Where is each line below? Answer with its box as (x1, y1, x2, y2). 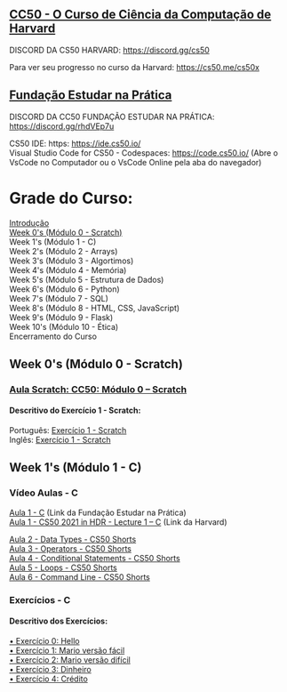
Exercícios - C (9, 593, 71, 606)
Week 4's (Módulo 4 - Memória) (9, 264, 127, 275)
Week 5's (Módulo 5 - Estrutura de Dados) (9, 274, 164, 285)
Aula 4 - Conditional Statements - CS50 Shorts (9, 552, 180, 563)
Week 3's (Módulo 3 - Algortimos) (9, 255, 134, 266)
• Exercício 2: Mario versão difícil (9, 654, 131, 665)
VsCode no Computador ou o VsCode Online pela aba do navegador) (9, 157, 262, 167)
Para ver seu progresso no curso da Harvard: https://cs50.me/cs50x (9, 61, 260, 72)
